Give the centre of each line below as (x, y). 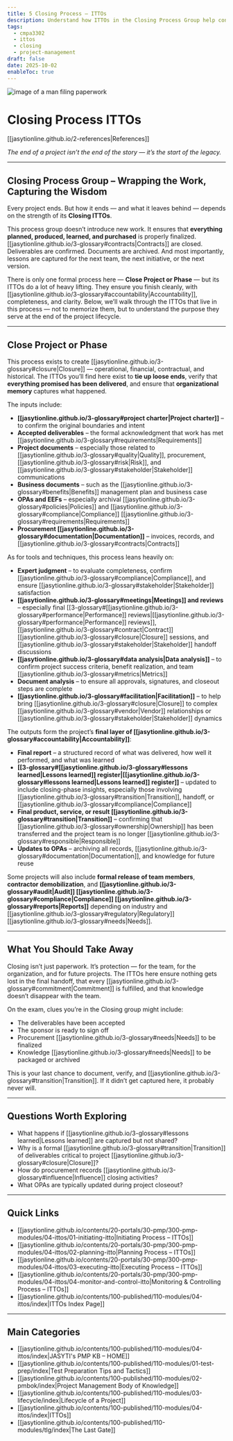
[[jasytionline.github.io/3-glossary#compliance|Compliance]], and (112, 578)
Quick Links (33, 1213)
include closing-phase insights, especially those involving (100, 790)
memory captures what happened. (57, 391)
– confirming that (138, 819)
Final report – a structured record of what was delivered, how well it (114, 753)
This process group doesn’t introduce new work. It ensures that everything (115, 229)
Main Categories (44, 1332)
